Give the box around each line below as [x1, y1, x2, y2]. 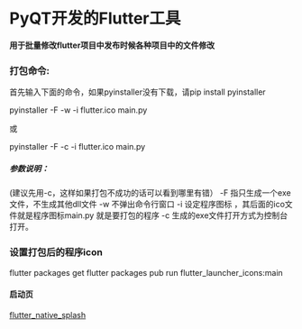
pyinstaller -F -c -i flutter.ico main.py [9, 142, 146, 152]
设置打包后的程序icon [9, 246, 104, 259]
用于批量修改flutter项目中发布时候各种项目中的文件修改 [9, 40, 215, 50]
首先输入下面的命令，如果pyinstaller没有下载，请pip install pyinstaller [9, 87, 266, 97]
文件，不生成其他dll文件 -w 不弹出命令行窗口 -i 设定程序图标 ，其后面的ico [9, 199, 286, 210]
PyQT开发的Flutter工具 [9, 8, 182, 29]
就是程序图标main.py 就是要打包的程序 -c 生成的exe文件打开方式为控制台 [16, 210, 288, 221]
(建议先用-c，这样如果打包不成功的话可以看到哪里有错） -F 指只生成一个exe [9, 187, 291, 198]
